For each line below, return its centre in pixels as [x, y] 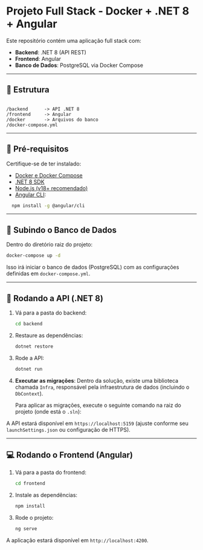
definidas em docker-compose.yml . [48, 273]
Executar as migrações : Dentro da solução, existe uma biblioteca [97, 380]
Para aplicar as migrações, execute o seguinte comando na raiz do [98, 405]
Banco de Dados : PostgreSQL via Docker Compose [79, 65]
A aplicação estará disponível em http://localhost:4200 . [78, 540]
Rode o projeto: [34, 518]
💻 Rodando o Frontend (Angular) [69, 455]
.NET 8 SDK [30, 182]
